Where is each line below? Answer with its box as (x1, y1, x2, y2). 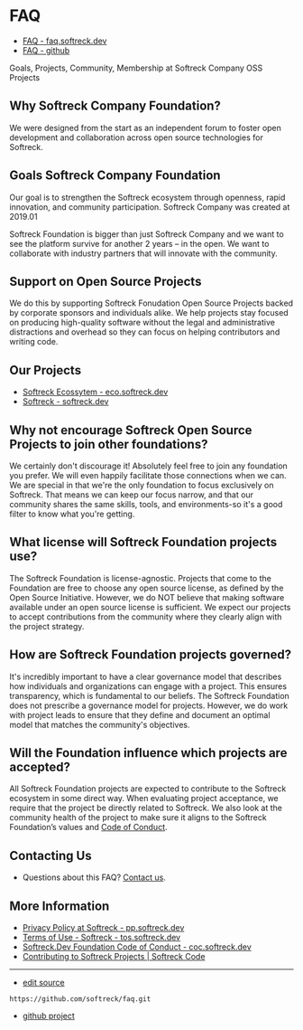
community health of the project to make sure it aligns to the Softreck (9, 812, 268, 823)
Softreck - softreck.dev (22, 396, 109, 407)
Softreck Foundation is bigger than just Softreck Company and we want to (9, 228, 284, 240)
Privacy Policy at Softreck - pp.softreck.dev (22, 922, 185, 933)
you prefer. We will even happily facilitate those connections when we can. (9, 470, 287, 480)
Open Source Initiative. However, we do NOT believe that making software (9, 591, 285, 602)
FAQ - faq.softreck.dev (22, 35, 107, 46)
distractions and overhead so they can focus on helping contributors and (9, 326, 280, 337)
